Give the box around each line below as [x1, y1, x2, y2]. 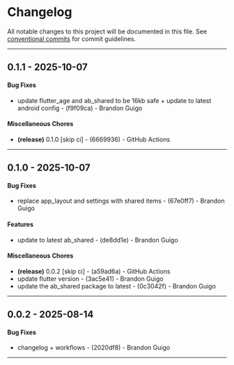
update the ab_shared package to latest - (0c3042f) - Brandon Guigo [17, 281, 216, 290]
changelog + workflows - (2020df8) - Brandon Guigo [17, 343, 171, 352]
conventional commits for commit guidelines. [7, 34, 136, 42]
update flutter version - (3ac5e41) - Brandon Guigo [17, 274, 164, 283]
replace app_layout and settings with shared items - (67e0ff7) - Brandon [17, 196, 225, 205]
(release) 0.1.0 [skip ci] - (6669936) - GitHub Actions [17, 135, 171, 143]
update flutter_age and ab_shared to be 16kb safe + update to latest [17, 96, 212, 104]
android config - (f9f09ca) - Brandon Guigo [17, 104, 143, 112]
